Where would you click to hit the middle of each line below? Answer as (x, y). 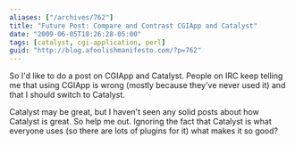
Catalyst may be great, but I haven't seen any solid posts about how (134, 112)
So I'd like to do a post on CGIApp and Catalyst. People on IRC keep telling (146, 76)
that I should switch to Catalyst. (67, 95)
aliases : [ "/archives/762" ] (62, 17)
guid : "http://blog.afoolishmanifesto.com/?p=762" (105, 51)
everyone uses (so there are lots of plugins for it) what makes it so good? (144, 131)
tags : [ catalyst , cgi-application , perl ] (88, 42)
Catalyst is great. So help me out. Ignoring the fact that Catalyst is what (140, 122)
